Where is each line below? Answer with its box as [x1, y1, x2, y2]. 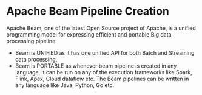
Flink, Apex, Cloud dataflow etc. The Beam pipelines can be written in [15, 75, 189, 82]
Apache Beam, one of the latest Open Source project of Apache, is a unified [6, 24, 196, 32]
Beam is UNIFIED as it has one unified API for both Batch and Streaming [15, 49, 195, 56]
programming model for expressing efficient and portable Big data [6, 30, 172, 38]
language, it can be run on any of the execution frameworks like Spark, [15, 68, 192, 76]
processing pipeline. [6, 37, 58, 44]
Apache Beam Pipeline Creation [6, 4, 170, 18]
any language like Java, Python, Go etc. [15, 81, 114, 89]
